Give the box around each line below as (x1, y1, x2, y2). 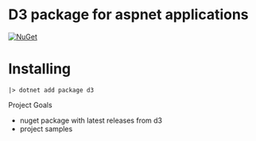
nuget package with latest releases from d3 (19, 116, 163, 125)
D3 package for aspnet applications (8, 6, 249, 24)
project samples (19, 123, 73, 133)
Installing (8, 60, 72, 78)
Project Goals (8, 100, 53, 109)
